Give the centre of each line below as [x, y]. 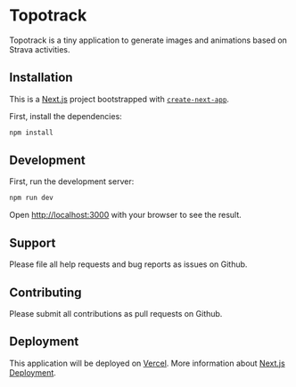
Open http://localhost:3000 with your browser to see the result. [126, 215]
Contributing [45, 292]
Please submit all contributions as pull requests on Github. [116, 313]
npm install [31, 133]
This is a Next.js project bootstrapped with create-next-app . [119, 99]
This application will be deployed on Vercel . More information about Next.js [147, 363]
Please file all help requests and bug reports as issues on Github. [128, 264]
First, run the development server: [72, 181]
